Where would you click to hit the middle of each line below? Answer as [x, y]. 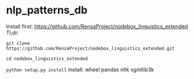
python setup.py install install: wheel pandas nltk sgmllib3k [80, 69]
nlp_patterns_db [47, 10]
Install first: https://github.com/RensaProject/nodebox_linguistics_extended [97, 26]
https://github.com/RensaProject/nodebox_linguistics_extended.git [91, 48]
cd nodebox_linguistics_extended [47, 59]
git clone [18, 43]
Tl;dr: [13, 32]
